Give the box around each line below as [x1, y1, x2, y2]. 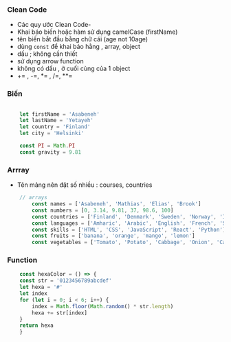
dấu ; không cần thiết [16, 50, 78, 58]
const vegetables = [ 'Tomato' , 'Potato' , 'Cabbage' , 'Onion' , [32, 239, 214, 246]
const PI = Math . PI [19, 143, 76, 150]
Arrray [7, 165, 30, 174]
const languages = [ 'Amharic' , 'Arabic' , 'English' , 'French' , [32, 219, 217, 227]
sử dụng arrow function [16, 57, 84, 66]
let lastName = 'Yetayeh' [19, 117, 94, 124]
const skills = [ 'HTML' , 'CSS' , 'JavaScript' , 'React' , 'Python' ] [32, 226, 226, 233]
